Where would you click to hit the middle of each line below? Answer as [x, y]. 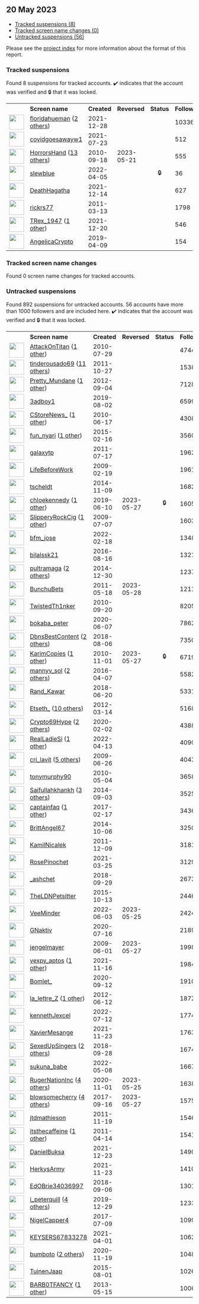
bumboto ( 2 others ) [57, 1254]
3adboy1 [42, 401]
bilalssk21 [44, 555]
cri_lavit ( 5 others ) [55, 759]
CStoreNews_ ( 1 [53, 415]
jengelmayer [47, 947]
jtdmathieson [48, 1118]
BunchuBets [47, 589]
